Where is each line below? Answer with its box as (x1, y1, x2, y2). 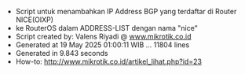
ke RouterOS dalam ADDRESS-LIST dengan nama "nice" (15, 24, 198, 32)
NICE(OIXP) (15, 15, 53, 24)
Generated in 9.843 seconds (15, 49, 108, 57)
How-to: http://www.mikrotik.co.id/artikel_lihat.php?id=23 (15, 57, 203, 66)
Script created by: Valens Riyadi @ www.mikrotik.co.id (15, 31, 192, 41)
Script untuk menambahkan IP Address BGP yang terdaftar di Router (15, 7, 237, 16)
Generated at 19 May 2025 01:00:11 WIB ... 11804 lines (15, 40, 190, 50)
